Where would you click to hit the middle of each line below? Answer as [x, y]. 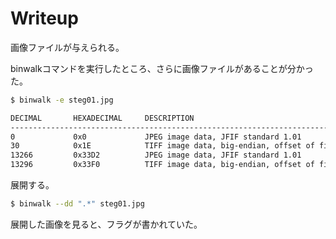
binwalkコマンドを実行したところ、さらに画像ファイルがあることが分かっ [162, 68]
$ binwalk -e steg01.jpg [62, 100]
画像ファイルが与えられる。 [67, 47]
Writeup [44, 18]
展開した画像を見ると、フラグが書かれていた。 [106, 224]
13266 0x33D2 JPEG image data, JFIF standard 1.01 [156, 155]
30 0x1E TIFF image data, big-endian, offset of [162, 146]
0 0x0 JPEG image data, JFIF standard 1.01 [156, 137]
